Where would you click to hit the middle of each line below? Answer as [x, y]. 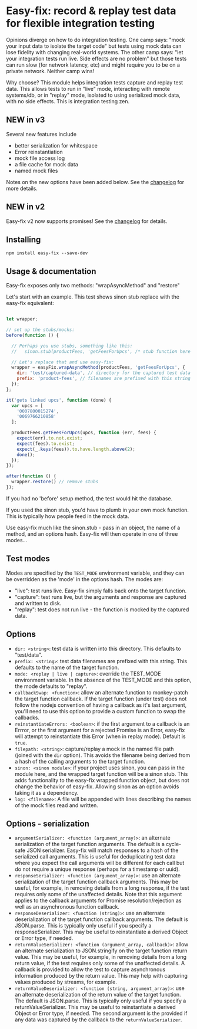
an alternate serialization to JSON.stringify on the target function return [101, 951]
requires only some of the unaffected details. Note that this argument [98, 894]
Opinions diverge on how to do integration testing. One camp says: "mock [96, 40]
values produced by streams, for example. [66, 982]
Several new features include [41, 134]
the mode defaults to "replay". [51, 686]
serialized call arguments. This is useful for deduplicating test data [95, 857]
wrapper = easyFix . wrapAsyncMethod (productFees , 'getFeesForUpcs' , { [98, 368]
